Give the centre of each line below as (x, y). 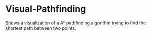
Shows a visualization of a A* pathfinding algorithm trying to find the (76, 23)
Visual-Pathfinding (46, 9)
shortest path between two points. (41, 28)
